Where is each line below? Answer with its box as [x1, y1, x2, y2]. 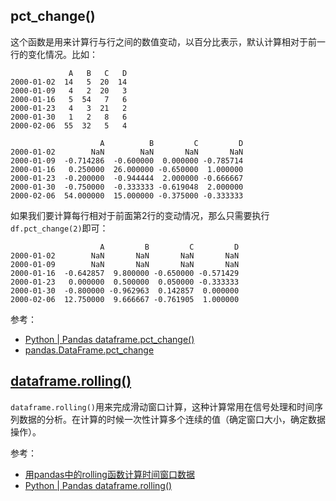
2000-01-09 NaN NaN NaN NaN [10, 259, 240, 269]
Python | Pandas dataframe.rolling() [24, 479, 173, 491]
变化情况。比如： [27, 48, 98, 60]
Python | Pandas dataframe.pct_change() [24, 333, 195, 345]
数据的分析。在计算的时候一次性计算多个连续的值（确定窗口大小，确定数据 [18, 413, 326, 425]
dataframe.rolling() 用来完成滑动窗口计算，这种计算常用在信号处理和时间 [10, 400, 315, 413]
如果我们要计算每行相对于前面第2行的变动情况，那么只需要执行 [10, 209, 270, 221]
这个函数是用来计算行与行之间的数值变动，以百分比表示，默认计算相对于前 [10, 35, 317, 48]
